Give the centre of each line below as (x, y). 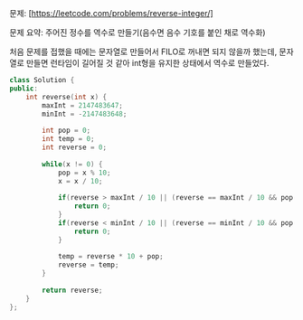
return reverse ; (72, 290)
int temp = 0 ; (68, 139)
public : (24, 89)
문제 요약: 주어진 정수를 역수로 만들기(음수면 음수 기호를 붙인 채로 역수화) (137, 33)
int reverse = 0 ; (74, 147)
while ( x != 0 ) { (72, 164)
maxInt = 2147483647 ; (83, 105)
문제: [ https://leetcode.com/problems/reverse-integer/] (112, 13)
